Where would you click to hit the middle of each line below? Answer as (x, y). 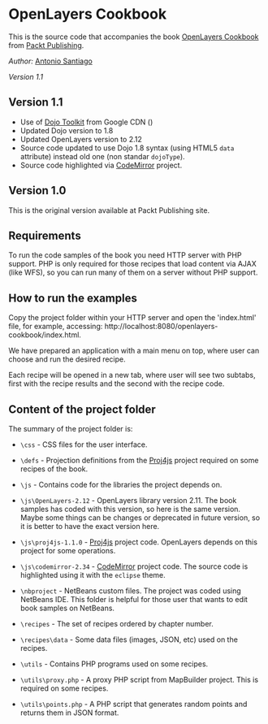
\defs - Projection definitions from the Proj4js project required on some (139, 460)
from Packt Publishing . (46, 45)
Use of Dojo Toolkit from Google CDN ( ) (86, 122)
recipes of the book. (54, 469)
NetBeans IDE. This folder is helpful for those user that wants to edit (134, 599)
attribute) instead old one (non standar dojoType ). (102, 156)
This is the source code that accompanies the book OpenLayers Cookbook (134, 37)
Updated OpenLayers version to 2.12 (81, 139)
